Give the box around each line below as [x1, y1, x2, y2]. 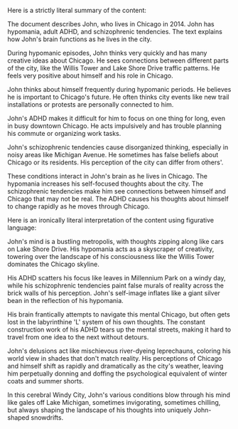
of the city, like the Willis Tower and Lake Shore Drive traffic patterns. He [7, 64, 220, 72]
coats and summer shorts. [7, 377, 84, 385]
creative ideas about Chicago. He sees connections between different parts [7, 56, 229, 65]
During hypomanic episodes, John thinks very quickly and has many [7, 49, 207, 57]
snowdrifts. [31, 413, 64, 422]
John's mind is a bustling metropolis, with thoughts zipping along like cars [7, 238, 224, 245]
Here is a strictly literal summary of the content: [7, 6, 147, 14]
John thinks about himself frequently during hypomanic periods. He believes [7, 85, 232, 93]
